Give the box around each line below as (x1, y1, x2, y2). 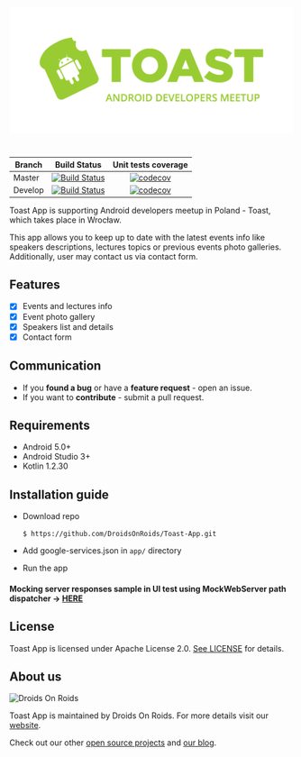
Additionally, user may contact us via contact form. (9, 251, 198, 261)
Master (13, 172, 40, 183)
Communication (9, 359, 102, 374)
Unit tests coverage (112, 159, 188, 169)
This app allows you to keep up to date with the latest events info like (9, 232, 266, 242)
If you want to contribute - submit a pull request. (22, 391, 205, 403)
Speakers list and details (22, 321, 114, 332)
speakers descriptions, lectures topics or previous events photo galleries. (9, 242, 282, 252)
